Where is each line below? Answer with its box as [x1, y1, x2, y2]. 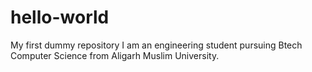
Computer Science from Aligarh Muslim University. [10, 49, 220, 61]
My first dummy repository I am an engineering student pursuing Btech [10, 39, 303, 51]
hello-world [10, 6, 110, 29]
